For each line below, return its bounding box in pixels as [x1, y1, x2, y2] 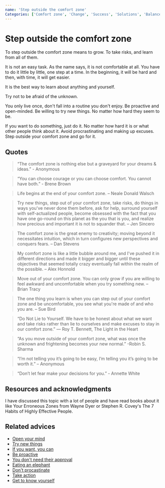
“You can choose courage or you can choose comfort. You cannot [17, 176, 151, 182]
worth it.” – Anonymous [17, 361, 65, 367]
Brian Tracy [17, 286, 41, 292]
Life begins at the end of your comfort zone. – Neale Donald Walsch [17, 191, 155, 196]
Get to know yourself [12, 477, 55, 483]
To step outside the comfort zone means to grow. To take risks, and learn [5, 49, 153, 55]
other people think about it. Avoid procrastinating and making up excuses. [5, 129, 155, 134]
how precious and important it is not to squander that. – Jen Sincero [17, 221, 155, 227]
